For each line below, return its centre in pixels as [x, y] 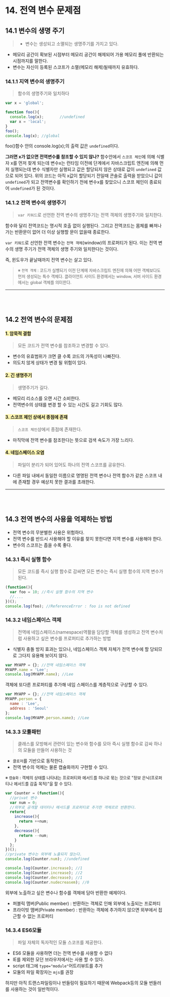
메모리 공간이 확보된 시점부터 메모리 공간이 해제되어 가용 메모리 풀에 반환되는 [88, 54]
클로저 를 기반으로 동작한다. [38, 761]
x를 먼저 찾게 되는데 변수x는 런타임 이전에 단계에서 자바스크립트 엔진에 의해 [84, 163]
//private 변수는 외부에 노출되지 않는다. [44, 854]
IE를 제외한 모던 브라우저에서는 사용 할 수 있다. [58, 959]
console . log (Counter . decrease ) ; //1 [44, 878]
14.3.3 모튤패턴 [23, 732]
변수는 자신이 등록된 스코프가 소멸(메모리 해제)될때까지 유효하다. [76, 67]
